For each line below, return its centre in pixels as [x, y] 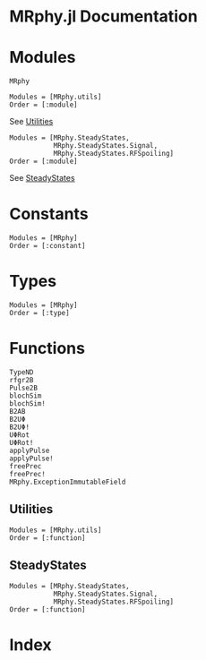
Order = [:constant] [48, 246]
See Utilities [31, 122]
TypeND [21, 372]
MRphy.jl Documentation [104, 17]
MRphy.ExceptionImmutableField [68, 482]
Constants [49, 214]
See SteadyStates [42, 178]
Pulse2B [24, 388]
